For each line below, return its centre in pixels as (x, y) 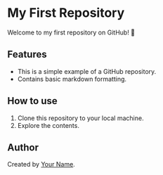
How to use (32, 101)
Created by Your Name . (41, 164)
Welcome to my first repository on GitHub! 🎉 (71, 32)
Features (27, 54)
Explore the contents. (48, 125)
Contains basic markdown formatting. (72, 79)
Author (23, 147)
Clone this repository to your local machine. (80, 118)
